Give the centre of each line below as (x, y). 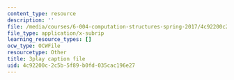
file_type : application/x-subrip (56, 33)
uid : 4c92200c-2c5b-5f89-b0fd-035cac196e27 (71, 65)
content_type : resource (42, 14)
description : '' (31, 20)
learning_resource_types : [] (49, 40)
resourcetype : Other (37, 53)
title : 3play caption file (46, 59)
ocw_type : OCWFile (34, 46)
